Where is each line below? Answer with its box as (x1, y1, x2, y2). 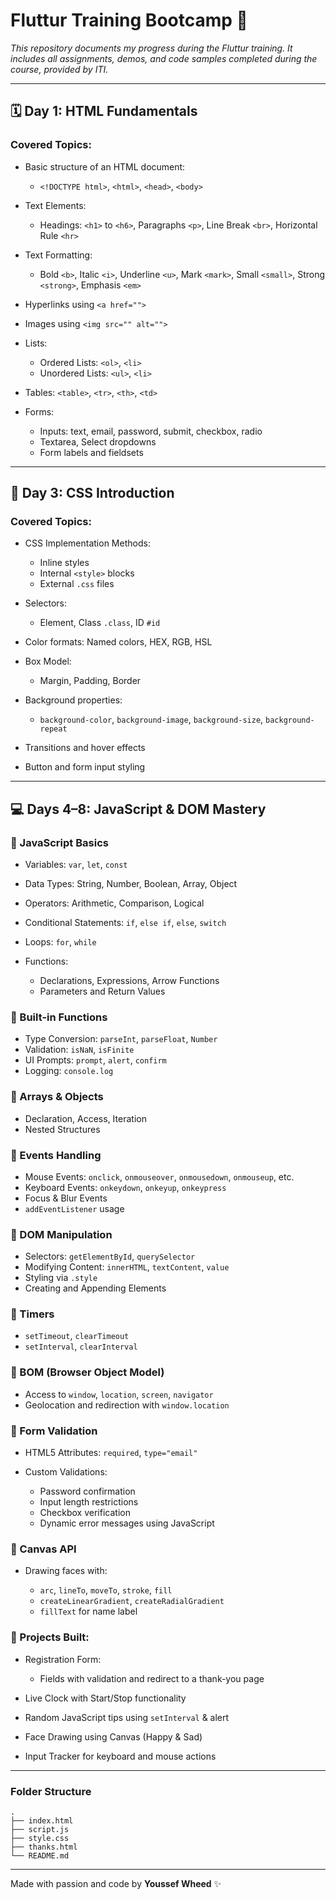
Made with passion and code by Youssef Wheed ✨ (10, 1877, 222, 1889)
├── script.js (10, 1824, 70, 1834)
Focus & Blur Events (24, 1192, 108, 1204)
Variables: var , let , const (24, 859, 128, 870)
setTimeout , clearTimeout (24, 1330, 130, 1342)
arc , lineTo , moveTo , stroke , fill (39, 1584, 173, 1596)
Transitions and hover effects (24, 742, 146, 754)
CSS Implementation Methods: (24, 537, 151, 549)
